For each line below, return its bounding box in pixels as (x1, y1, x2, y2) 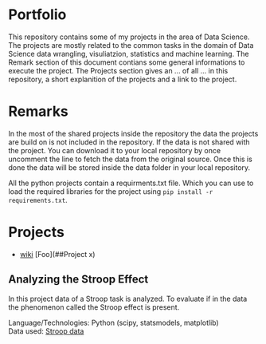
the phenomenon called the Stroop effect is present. (8, 302, 180, 312)
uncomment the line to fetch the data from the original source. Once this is (8, 154, 252, 164)
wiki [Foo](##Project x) (19, 249, 96, 259)
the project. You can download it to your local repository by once (8, 145, 221, 155)
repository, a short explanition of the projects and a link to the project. (8, 74, 237, 84)
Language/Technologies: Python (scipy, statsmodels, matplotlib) (8, 318, 219, 327)
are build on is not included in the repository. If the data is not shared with (8, 137, 250, 147)
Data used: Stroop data (8, 326, 84, 336)
